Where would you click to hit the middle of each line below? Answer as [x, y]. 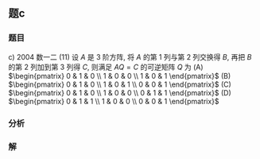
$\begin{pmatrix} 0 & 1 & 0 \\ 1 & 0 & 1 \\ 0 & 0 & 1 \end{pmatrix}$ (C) [120, 84]
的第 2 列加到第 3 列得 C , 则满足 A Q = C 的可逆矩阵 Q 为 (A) [106, 67]
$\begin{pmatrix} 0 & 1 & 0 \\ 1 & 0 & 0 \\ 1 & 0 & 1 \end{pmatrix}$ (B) [120, 76]
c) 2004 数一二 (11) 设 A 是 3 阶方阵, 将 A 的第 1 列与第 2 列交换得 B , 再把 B [130, 56]
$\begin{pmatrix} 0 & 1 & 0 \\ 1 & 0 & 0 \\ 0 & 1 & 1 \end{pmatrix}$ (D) [120, 92]
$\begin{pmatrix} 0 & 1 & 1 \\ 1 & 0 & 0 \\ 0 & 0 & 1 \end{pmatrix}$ [114, 101]
